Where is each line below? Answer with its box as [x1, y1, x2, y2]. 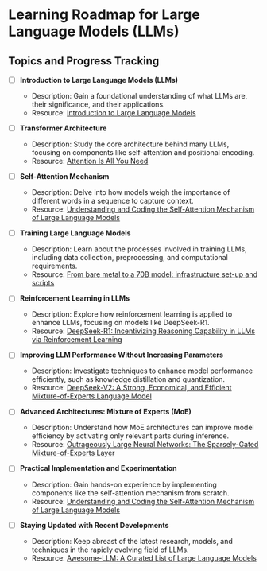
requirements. [31, 261, 78, 271]
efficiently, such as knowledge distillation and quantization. [31, 375, 225, 384]
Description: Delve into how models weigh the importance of [31, 188, 230, 197]
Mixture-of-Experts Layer [31, 448, 115, 458]
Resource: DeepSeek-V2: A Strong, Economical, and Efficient [31, 383, 232, 393]
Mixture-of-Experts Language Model [31, 391, 153, 401]
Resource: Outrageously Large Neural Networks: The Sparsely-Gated [31, 440, 259, 449]
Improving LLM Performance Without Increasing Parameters [19, 350, 224, 359]
